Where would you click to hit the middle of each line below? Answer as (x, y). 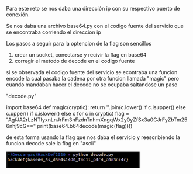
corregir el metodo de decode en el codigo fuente (75, 61)
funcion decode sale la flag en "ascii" (51, 143)
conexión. (18, 15)
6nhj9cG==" (21, 126)
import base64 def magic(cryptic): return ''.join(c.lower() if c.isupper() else (96, 107)
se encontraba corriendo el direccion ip (54, 32)
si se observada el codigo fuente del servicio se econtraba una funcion (92, 72)
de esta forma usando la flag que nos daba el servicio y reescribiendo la (93, 137)
